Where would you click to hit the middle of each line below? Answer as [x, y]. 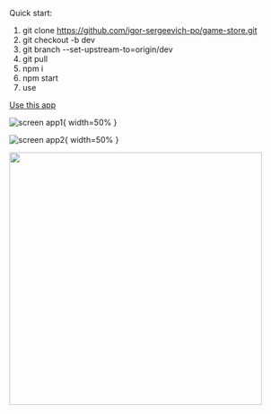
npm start [40, 78]
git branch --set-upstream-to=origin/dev [97, 49]
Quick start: [31, 13]
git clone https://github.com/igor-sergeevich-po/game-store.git [140, 30]
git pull [35, 59]
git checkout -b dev [59, 40]
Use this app [33, 105]
